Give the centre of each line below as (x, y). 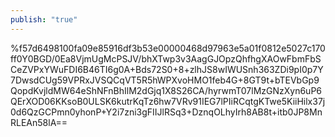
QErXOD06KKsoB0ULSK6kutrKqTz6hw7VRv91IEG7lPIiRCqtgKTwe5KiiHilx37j (168, 101)
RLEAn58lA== (39, 122)
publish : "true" (44, 19)
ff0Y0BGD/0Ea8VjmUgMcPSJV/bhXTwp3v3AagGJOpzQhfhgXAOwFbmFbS (166, 58)
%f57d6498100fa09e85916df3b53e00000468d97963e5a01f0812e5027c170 (168, 48)
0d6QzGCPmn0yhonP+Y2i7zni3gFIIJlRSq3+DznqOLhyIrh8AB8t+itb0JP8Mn (166, 112)
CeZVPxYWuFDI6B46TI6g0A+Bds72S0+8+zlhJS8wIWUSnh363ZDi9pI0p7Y (167, 69)
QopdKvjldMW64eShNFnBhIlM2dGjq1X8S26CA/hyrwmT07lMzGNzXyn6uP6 (166, 90)
